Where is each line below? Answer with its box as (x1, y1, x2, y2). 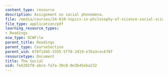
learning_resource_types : (5, 26, 59, 31)
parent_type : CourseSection (5, 44, 64, 49)
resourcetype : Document (5, 53, 55, 59)
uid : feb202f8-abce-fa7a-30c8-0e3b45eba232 (5, 63, 97, 68)
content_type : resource (5, 7, 55, 12)
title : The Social (5, 58, 43, 63)
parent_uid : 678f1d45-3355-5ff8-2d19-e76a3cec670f (5, 49, 113, 54)
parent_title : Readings (5, 40, 55, 45)
